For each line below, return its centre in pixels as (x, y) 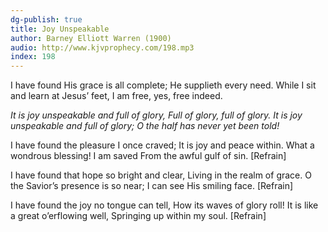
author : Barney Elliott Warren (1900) (91, 38)
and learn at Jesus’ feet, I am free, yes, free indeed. (116, 96)
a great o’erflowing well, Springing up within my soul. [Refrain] (138, 216)
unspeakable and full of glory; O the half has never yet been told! (145, 126)
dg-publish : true (46, 19)
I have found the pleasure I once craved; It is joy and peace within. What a (162, 145)
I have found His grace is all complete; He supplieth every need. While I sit (163, 85)
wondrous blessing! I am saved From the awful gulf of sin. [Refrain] (148, 156)
